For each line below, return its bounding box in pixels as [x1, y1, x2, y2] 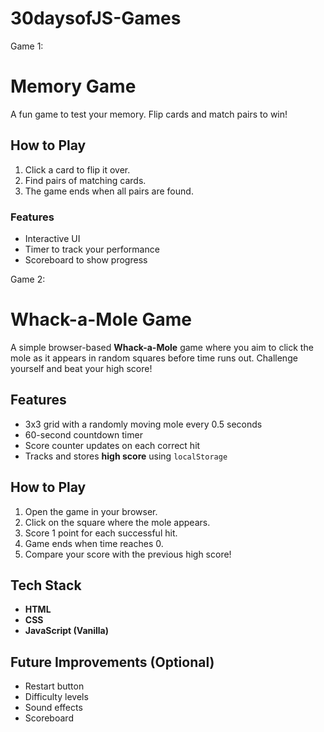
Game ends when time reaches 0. [24, 537, 164, 549]
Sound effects [24, 702, 83, 714]
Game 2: [10, 273, 46, 285]
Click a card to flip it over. [24, 163, 131, 176]
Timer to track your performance [24, 243, 160, 255]
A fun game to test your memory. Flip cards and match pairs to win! [10, 108, 288, 120]
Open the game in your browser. [24, 505, 158, 517]
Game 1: [10, 40, 44, 52]
